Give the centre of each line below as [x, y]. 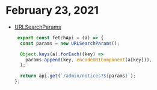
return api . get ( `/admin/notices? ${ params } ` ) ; [78, 76]
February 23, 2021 [52, 10]
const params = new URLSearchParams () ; [70, 43]
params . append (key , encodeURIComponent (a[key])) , [89, 60]
